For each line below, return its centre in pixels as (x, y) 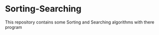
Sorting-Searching (43, 9)
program (14, 27)
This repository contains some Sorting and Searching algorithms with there (80, 22)
